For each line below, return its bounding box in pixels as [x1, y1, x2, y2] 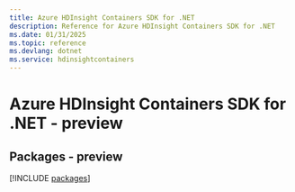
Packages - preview [9, 149, 123, 164]
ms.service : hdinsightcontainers [9, 55, 135, 64]
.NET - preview [9, 114, 123, 133]
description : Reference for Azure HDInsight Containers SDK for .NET [9, 22, 276, 31]
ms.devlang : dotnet [9, 47, 83, 56]
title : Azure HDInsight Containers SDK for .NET [9, 13, 195, 23]
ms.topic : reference [9, 38, 87, 48]
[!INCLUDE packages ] [9, 173, 91, 183]
